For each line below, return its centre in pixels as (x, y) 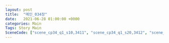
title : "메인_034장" (26, 14)
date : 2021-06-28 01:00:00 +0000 (43, 19)
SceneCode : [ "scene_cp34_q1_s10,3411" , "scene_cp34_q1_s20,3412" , (76, 33)
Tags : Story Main (23, 28)
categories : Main (23, 23)
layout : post (19, 10)
